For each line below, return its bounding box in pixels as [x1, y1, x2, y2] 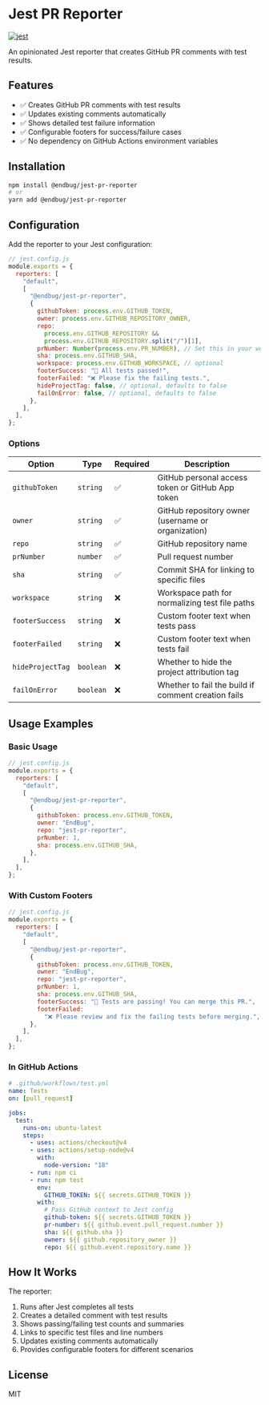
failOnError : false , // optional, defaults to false [37, 389, 217, 397]
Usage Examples [8, 717, 94, 731]
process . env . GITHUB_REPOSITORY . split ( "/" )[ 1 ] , [43, 337, 203, 345]
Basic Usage [8, 741, 58, 752]
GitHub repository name [157, 538, 248, 549]
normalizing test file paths [157, 597, 255, 609]
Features [8, 79, 54, 92]
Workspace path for [157, 587, 232, 598]
